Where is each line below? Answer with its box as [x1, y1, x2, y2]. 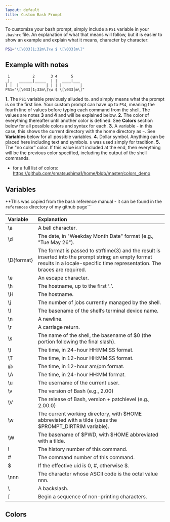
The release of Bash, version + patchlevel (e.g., [37, 396, 150, 403]
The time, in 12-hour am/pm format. [37, 363, 125, 370]
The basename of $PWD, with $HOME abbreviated [37, 431, 158, 438]
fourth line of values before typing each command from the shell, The [5, 107, 150, 113]
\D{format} [8, 256, 33, 264]
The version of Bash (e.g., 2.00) [37, 387, 114, 395]
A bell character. [37, 225, 77, 231]
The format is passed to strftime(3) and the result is [37, 247, 161, 254]
